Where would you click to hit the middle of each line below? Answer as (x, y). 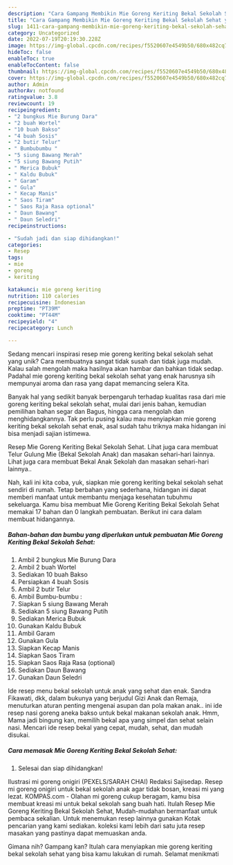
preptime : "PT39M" (34, 309)
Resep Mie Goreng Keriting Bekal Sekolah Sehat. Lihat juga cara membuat (113, 446)
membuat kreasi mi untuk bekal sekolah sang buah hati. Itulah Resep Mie (112, 803)
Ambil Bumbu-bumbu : (50, 597)
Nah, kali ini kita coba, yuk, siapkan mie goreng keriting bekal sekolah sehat (115, 482)
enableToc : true (31, 59)
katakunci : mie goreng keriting (54, 289)
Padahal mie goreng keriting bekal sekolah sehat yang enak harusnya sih (112, 376)
